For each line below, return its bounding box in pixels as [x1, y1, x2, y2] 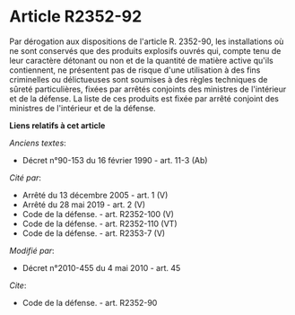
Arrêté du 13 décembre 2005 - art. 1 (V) [22, 189, 169, 200]
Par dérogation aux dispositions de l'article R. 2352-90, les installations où [9, 36, 284, 47]
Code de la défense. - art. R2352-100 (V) [22, 208, 175, 219]
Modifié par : [9, 245, 56, 256]
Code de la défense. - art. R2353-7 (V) [22, 227, 166, 239]
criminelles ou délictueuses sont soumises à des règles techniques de [9, 74, 268, 84]
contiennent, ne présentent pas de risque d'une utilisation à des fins [9, 65, 261, 75]
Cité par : [9, 172, 42, 183]
